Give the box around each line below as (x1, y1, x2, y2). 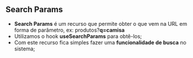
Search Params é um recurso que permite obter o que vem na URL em (14, 20, 188, 27)
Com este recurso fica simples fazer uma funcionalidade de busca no (14, 39, 186, 46)
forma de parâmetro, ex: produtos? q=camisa (14, 26, 125, 33)
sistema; (14, 45, 35, 52)
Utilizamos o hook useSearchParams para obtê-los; (14, 32, 142, 40)
